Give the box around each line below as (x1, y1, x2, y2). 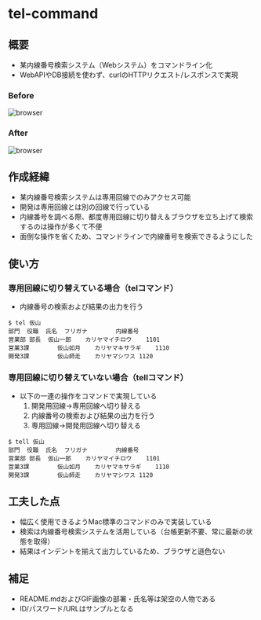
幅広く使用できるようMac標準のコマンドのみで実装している (19, 517, 212, 526)
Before (8, 90, 34, 101)
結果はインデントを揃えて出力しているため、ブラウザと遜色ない (19, 547, 226, 556)
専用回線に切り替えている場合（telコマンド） (8, 282, 179, 293)
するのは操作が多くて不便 (19, 222, 103, 232)
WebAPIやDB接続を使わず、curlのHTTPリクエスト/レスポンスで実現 (19, 70, 239, 79)
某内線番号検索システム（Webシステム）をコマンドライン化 (19, 61, 213, 69)
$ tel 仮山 (8, 319, 42, 327)
